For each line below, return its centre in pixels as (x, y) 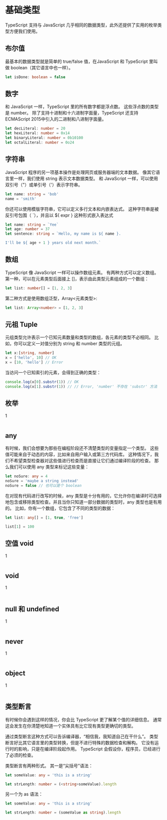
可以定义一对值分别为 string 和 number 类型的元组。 (72, 344)
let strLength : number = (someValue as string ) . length (63, 813)
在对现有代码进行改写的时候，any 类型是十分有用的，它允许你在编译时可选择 (83, 496)
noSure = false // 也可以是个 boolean (43, 486)
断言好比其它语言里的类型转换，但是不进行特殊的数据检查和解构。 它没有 (80, 742)
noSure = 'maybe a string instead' (42, 481)
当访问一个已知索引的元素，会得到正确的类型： (53, 372)
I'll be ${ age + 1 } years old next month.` (53, 243)
